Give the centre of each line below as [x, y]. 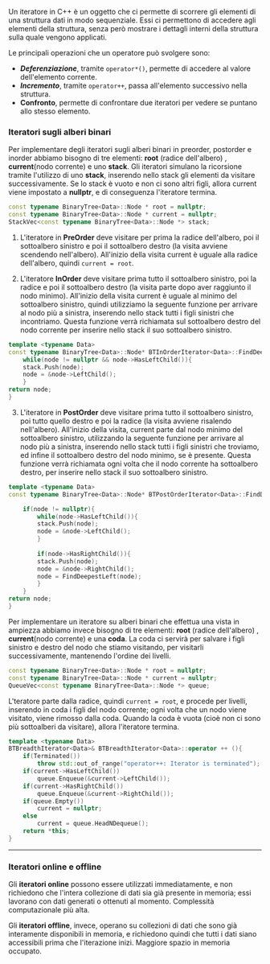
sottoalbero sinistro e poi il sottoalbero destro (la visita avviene [124, 245]
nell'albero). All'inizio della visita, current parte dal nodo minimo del [131, 429]
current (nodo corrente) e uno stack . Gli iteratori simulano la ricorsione [125, 167]
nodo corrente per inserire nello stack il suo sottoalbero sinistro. [126, 330]
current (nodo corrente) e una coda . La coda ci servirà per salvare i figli [127, 638]
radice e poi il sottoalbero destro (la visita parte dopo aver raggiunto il [135, 287]
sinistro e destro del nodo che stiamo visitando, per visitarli [106, 647]
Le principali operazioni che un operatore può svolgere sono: [109, 53]
